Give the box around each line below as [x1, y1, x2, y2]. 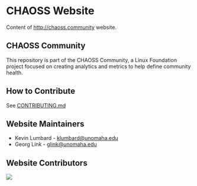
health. [6, 69, 23, 76]
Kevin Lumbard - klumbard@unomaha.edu [14, 135, 118, 142]
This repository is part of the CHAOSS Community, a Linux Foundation [6, 56, 177, 63]
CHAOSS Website [6, 4, 95, 18]
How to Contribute [6, 86, 76, 96]
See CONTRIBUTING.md [6, 102, 66, 109]
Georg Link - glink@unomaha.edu [14, 141, 98, 148]
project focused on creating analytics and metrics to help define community [6, 63, 191, 70]
